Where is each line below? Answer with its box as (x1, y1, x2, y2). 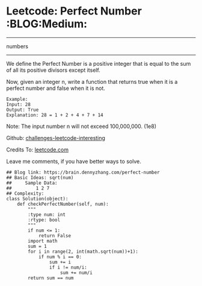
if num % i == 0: (38, 253, 82, 260)
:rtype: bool (28, 217, 61, 223)
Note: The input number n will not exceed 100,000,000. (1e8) (6, 122, 157, 130)
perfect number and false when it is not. (6, 84, 105, 92)
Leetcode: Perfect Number (6, 4, 142, 18)
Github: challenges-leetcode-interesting (6, 134, 105, 141)
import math (28, 238, 58, 244)
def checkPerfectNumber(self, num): (17, 201, 109, 207)
